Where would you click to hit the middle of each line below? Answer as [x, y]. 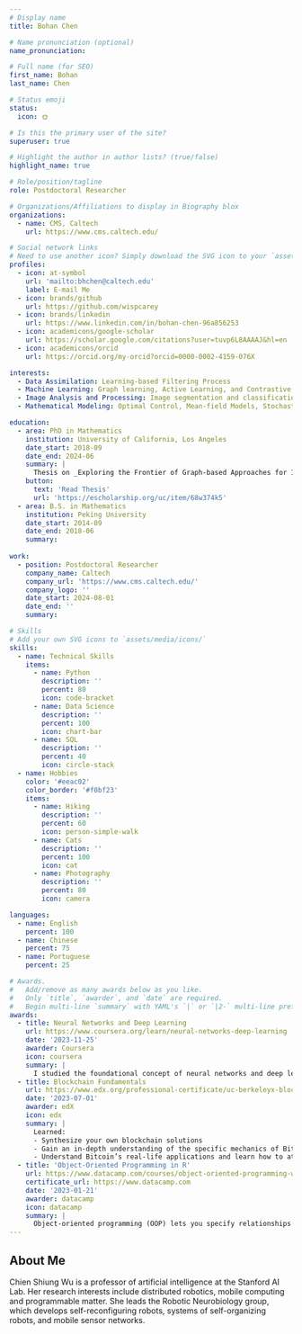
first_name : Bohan [44, 76]
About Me [37, 1260]
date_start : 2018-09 [64, 448]
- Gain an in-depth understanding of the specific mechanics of [156, 1149]
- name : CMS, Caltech [58, 223]
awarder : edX [50, 1107]
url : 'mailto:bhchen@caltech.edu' [90, 281]
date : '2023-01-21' [62, 1190]
